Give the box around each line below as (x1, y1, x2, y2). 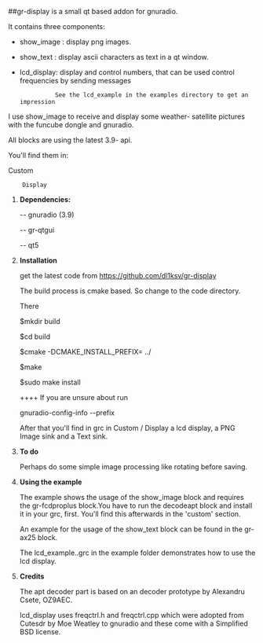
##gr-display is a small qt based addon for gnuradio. (8, 7, 178, 16)
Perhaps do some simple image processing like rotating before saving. (19, 462, 248, 471)
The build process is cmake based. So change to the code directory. (19, 286, 241, 296)
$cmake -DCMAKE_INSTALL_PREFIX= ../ (19, 347, 152, 356)
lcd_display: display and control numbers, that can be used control (19, 68, 236, 77)
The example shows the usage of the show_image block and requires (19, 493, 245, 502)
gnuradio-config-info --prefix (19, 408, 115, 417)
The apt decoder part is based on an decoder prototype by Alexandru (19, 587, 246, 596)
